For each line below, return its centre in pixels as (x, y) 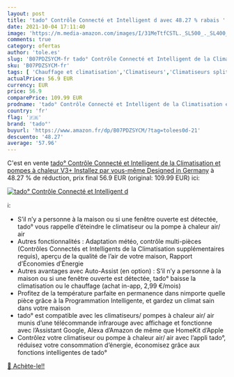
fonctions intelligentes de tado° (62, 353)
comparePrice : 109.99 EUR (45, 98)
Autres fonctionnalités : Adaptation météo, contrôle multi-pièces (109, 242)
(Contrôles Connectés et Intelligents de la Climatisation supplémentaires (121, 249)
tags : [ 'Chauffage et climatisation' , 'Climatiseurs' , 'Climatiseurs (109, 72)
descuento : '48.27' (36, 137)
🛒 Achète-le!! (26, 366)
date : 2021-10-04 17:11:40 (46, 26)
